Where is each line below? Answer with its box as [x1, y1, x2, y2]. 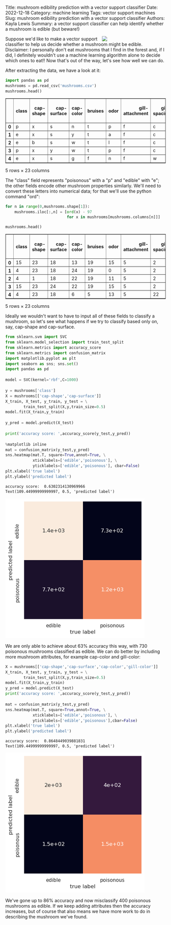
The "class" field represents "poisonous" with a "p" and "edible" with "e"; [5, 177, 159, 183]
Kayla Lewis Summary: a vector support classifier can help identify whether [5, 20, 164, 27]
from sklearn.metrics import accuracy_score [5, 345, 101, 350]
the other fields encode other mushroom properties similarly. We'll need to [5, 182, 161, 189]
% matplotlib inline [5, 442, 47, 447]
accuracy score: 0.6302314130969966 [5, 484, 85, 489]
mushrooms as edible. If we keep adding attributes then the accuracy [5, 903, 151, 909]
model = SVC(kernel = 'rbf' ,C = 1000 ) [5, 377, 79, 383]
